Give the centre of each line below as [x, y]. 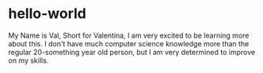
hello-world [48, 14]
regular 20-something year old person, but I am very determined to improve [132, 52]
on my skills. [29, 60]
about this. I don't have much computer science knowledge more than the [129, 43]
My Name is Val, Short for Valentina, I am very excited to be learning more [129, 35]
